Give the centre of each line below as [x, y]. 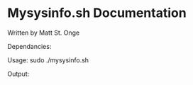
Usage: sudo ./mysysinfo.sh [48, 60]
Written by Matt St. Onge [44, 33]
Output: [18, 74]
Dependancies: [29, 46]
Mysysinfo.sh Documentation [97, 13]
